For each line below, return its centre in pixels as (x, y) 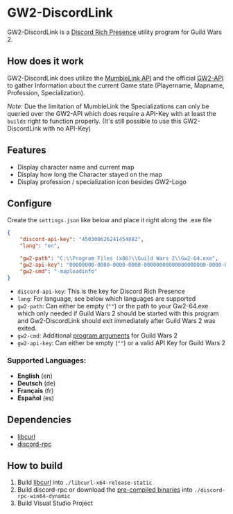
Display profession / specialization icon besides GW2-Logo (102, 181)
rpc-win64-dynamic (44, 497)
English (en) (35, 376)
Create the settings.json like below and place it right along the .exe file (110, 220)
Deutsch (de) (36, 383)
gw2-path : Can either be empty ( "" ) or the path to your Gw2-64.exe (113, 306)
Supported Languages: (47, 360)
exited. (27, 328)
